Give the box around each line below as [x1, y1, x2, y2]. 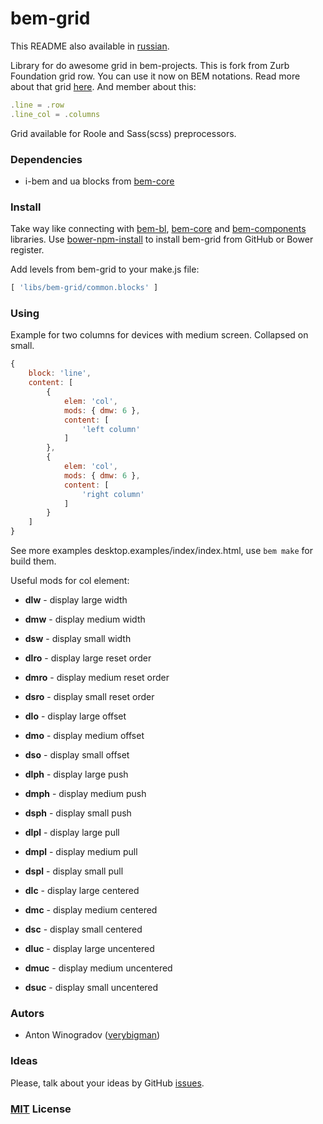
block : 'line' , [28, 368, 92, 379]
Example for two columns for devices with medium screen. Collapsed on [10, 329, 309, 341]
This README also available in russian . [10, 40, 170, 52]
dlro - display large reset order [24, 652, 152, 664]
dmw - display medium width [24, 613, 146, 626]
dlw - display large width [24, 594, 128, 606]
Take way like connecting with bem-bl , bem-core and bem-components [10, 223, 307, 235]
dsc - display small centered [24, 923, 143, 936]
